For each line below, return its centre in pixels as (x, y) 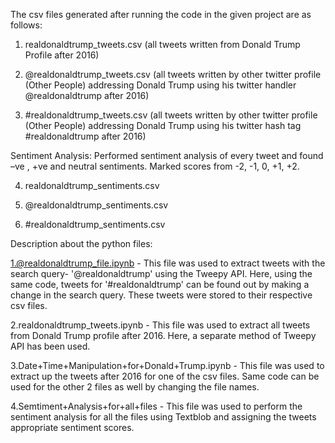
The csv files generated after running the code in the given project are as (161, 14)
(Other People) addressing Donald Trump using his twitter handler (160, 85)
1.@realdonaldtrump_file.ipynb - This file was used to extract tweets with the (168, 263)
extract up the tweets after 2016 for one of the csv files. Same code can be (165, 376)
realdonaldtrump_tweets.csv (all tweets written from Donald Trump (162, 44)
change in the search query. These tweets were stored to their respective (161, 295)
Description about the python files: (81, 243)
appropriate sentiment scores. (72, 427)
